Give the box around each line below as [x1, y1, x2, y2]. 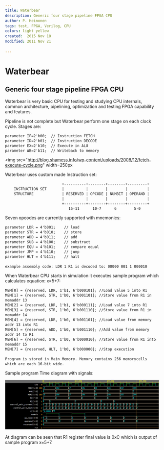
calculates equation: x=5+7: [5, 277, 61, 284]
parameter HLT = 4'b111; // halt [5, 254, 80, 259]
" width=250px [42, 162, 73, 168]
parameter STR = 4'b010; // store [5, 229, 82, 235]
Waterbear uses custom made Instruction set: [5, 172, 97, 177]
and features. [5, 108, 32, 115]
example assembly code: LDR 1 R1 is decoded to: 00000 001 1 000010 [5, 264, 147, 269]
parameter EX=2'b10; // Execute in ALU [5, 143, 89, 148]
